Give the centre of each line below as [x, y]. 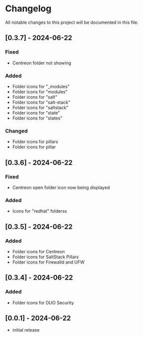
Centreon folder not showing [42, 63]
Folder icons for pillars [35, 142]
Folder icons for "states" [37, 118]
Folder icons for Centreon [39, 251]
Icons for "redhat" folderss [39, 211]
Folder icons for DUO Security [43, 302]
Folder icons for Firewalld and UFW [48, 262]
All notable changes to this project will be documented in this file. [72, 22]
